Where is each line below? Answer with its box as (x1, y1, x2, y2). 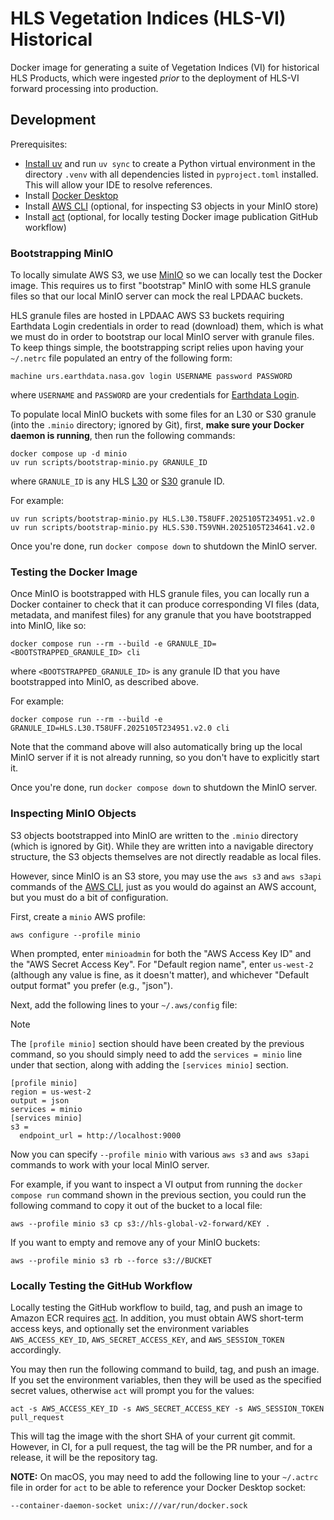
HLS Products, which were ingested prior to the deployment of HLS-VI (10, 72, 300, 84)
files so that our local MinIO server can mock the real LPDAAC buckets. (10, 290, 304, 302)
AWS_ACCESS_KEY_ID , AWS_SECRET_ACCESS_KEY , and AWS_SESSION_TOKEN (10, 1333, 285, 1345)
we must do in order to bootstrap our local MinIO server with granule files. (10, 331, 315, 343)
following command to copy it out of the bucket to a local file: (10, 1199, 263, 1211)
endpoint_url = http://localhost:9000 (19, 1130, 182, 1141)
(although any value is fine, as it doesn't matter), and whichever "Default (10, 968, 309, 981)
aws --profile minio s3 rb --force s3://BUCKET (10, 1255, 213, 1266)
